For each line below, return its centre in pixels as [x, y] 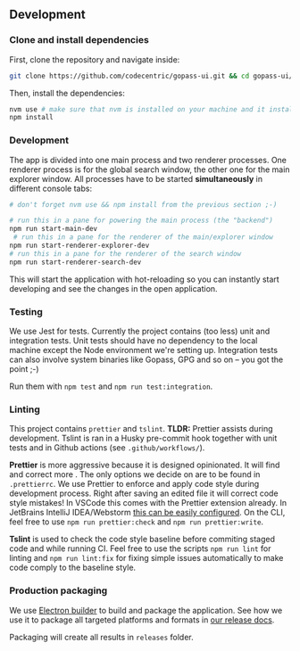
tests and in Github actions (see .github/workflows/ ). [107, 448]
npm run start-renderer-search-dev [75, 262]
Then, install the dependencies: [67, 93]
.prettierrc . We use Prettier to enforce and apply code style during [134, 484]
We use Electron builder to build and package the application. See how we [146, 610]
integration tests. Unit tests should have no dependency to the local [133, 341]
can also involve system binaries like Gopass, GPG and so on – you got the [146, 359]
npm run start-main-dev [54, 229]
